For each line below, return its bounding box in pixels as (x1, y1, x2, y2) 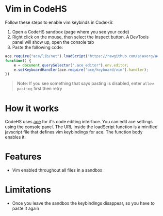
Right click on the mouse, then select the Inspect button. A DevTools (12, 34, 149, 40)
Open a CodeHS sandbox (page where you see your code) (12, 29, 130, 34)
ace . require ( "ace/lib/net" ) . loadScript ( (5, 53, 88, 59)
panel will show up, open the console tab (12, 39, 95, 45)
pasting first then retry (16, 86, 62, 92)
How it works (5, 103, 59, 114)
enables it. (5, 134, 26, 140)
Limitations (5, 184, 51, 195)
